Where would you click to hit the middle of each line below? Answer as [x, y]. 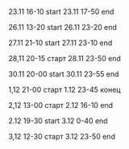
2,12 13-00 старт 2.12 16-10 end [61, 105]
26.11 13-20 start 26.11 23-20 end [62, 27]
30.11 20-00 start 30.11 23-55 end [64, 74]
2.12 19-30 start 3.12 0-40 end [58, 121]
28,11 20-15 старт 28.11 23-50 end [64, 58]
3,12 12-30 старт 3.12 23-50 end [62, 137]
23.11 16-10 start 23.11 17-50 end [61, 12]
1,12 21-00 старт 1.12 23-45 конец [64, 89]
